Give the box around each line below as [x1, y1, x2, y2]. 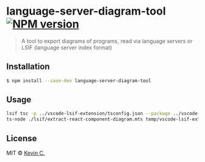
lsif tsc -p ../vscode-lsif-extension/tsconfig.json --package [6, 111, 171, 117]
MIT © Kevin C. [6, 149, 45, 157]
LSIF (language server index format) [21, 44, 112, 51]
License [6, 133, 37, 144]
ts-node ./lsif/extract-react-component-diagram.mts [6, 116, 143, 122]
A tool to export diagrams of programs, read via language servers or [21, 37, 193, 44]
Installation [6, 62, 50, 72]
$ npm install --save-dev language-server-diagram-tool [6, 77, 151, 83]
